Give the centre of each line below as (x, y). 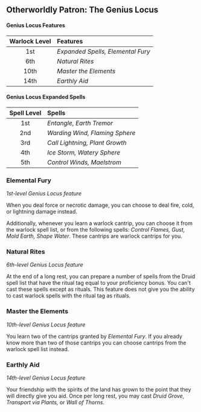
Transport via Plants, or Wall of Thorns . (55, 402)
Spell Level (25, 113)
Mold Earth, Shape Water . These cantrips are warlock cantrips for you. (94, 236)
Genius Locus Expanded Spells (46, 97)
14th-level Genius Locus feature (46, 378)
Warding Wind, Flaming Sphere (91, 133)
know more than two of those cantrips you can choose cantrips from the (96, 343)
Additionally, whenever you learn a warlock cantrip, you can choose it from (100, 223)
